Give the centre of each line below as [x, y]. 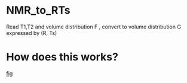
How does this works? [62, 57]
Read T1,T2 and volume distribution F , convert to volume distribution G [93, 27]
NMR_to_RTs [38, 10]
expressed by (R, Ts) [32, 33]
